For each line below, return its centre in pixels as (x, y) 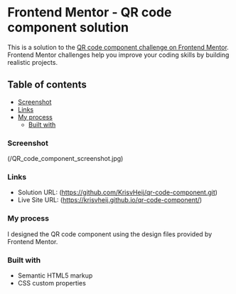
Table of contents (47, 85)
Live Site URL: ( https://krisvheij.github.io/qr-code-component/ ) (110, 200)
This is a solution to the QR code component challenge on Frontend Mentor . (118, 47)
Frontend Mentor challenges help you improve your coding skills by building (118, 55)
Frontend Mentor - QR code (90, 12)
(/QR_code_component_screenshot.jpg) (65, 159)
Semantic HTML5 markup (55, 275)
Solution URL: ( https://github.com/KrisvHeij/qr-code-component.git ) (118, 192)
